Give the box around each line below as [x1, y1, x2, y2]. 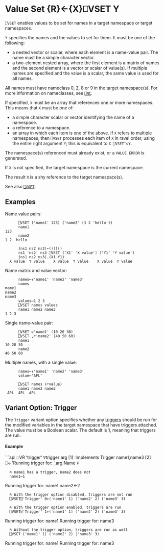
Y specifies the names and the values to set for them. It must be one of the [5, 34, 155, 40]
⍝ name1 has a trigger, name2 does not [9, 470, 91, 475]
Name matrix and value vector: [5, 267, 67, 273]
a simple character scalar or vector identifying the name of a [12, 114, 135, 120]
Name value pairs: [5, 211, 42, 217]
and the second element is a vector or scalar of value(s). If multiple [12, 65, 148, 71]
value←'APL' [18, 373, 43, 378]
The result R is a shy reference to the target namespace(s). [5, 174, 123, 180]
